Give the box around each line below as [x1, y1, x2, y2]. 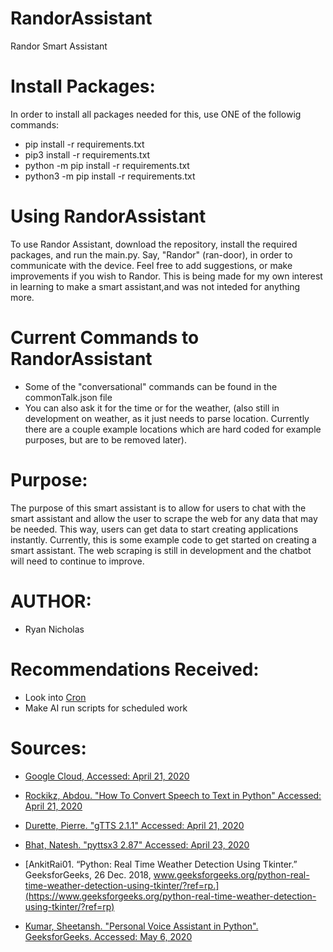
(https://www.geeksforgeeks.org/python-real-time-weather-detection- [24, 890, 317, 902]
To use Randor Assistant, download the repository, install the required [10, 238, 298, 250]
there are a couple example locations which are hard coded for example [24, 423, 322, 435]
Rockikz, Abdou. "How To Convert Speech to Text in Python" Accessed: [24, 789, 322, 801]
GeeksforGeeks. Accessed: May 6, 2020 [24, 930, 193, 942]
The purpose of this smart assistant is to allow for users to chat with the [10, 502, 307, 514]
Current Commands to [10, 327, 200, 349]
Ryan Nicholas [24, 623, 85, 635]
